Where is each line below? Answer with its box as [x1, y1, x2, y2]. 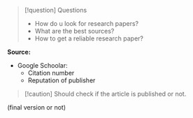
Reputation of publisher [27, 76, 96, 84]
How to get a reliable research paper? [34, 34, 144, 43]
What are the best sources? [34, 27, 115, 35]
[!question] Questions [24, 6, 87, 14]
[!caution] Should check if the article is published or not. [24, 90, 187, 98]
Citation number [27, 69, 75, 77]
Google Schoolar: [17, 61, 68, 69]
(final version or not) [7, 103, 66, 111]
